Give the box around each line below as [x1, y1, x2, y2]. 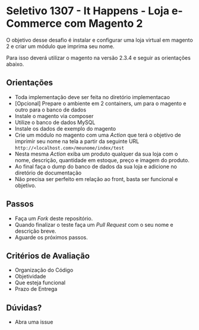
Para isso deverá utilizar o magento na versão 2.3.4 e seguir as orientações [6, 54, 191, 61]
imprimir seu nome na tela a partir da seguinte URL [14, 138, 140, 145]
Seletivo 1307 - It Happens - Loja [6, 4, 169, 18]
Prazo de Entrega [14, 285, 58, 293]
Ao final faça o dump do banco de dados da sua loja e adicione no [14, 163, 177, 170]
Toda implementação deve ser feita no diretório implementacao [14, 93, 170, 100]
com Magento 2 [64, 17, 143, 30]
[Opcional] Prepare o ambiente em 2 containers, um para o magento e [14, 100, 187, 107]
